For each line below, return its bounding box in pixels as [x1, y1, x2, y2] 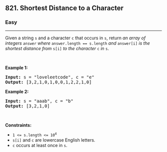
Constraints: [5, 122, 32, 128]
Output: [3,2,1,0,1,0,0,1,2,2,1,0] [5, 79, 92, 85]
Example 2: [5, 88, 29, 94]
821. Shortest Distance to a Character [5, 4, 124, 12]
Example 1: [5, 65, 28, 71]
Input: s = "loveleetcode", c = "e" [5, 74, 94, 80]
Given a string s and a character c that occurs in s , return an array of [5, 35, 146, 41]
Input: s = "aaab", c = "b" [5, 98, 74, 104]
